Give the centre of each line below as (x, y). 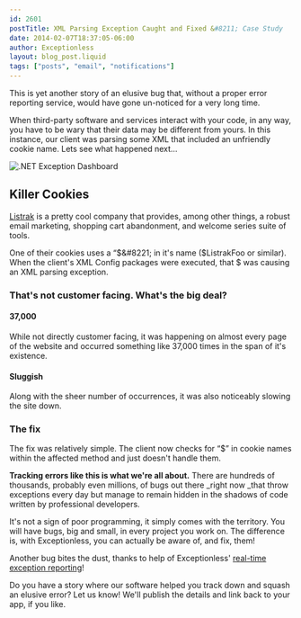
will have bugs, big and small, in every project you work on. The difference (147, 532)
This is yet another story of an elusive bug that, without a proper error (138, 93)
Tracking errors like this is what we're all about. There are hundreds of (142, 476)
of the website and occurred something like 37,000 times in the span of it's (148, 345)
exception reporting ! (47, 568)
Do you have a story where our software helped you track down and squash (150, 586)
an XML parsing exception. (59, 272)
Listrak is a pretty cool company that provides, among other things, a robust (150, 216)
